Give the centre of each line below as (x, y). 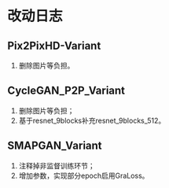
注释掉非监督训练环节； (57, 165)
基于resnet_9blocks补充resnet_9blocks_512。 (92, 120)
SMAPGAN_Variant (55, 146)
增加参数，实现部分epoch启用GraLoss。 (84, 175)
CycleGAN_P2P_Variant (66, 91)
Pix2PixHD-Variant (54, 45)
